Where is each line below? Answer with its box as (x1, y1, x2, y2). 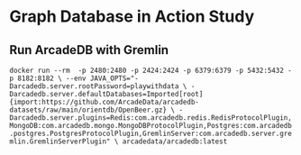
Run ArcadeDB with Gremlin (9, 42, 169, 58)
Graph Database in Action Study (9, 6, 255, 27)
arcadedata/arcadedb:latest (122, 137, 228, 146)
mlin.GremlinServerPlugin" (9, 137, 111, 146)
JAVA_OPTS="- (89, 74, 140, 83)
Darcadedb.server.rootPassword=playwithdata (9, 82, 179, 91)
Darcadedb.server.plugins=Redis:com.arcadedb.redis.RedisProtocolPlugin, (9, 114, 293, 123)
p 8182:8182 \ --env (9, 74, 87, 83)
